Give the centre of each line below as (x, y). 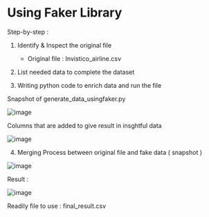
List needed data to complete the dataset (76, 72)
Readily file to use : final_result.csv (57, 206)
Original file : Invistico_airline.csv (74, 58)
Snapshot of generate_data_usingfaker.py (66, 99)
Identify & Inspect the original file (64, 45)
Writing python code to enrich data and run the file (89, 85)
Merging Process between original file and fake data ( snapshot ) (110, 152)
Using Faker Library (65, 13)
